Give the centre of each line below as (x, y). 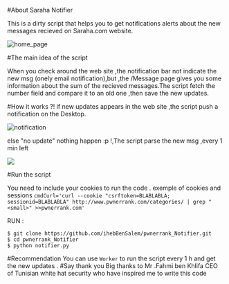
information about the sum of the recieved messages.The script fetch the (111, 86)
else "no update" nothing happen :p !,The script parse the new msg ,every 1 (115, 141)
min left (18, 148)
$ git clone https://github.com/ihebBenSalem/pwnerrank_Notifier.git (110, 233)
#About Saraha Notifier (40, 10)
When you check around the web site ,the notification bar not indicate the (112, 71)
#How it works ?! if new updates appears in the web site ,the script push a (113, 106)
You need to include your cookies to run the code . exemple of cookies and (114, 188)
